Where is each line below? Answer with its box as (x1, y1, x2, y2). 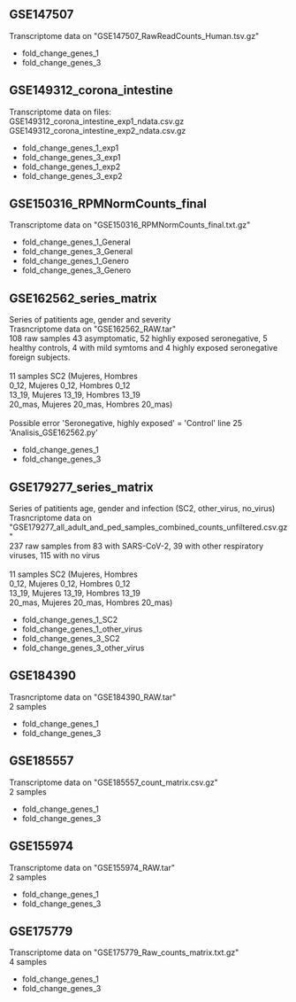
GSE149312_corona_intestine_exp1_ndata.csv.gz (9, 115, 185, 127)
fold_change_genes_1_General (21, 237, 131, 247)
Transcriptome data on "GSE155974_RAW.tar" (9, 862, 175, 873)
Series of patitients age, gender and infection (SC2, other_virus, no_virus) (9, 503, 276, 514)
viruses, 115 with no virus (9, 550, 100, 561)
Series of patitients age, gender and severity (9, 315, 171, 325)
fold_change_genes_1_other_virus (21, 624, 143, 634)
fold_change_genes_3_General (21, 246, 133, 257)
